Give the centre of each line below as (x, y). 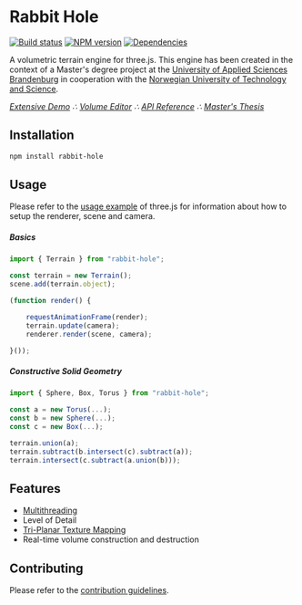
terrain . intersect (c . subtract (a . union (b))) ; (95, 460)
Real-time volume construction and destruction (111, 539)
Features (35, 489)
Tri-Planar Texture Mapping (74, 530)
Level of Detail (50, 520)
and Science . (34, 89)
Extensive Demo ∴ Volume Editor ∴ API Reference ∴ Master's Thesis (137, 106)
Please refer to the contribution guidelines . (90, 590)
